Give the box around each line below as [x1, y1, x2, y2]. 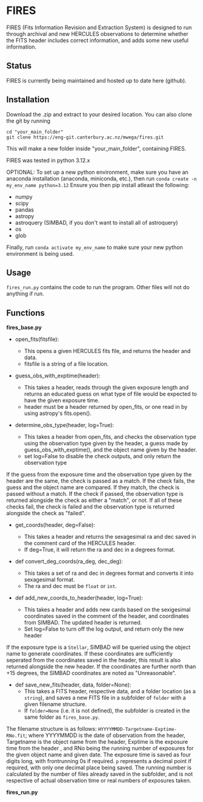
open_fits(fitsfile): [15, 335, 59, 343]
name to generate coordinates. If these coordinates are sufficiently [6, 650, 173, 657]
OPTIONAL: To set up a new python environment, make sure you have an [6, 168, 189, 176]
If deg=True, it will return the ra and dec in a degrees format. [24, 546, 176, 554]
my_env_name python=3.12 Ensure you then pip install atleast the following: [6, 181, 190, 188]
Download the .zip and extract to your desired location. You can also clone [6, 111, 192, 118]
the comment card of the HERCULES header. [24, 540, 136, 547]
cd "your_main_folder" [6, 129, 64, 135]
